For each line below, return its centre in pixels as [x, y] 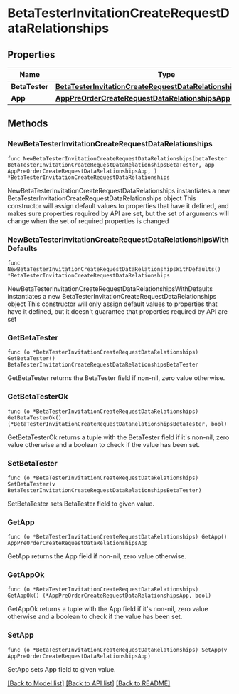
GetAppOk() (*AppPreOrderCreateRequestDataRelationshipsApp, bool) [110, 596]
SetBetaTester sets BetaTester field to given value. [81, 504]
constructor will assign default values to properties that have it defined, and [118, 205]
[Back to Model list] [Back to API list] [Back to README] [89, 683]
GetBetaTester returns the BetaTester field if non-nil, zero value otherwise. [116, 378]
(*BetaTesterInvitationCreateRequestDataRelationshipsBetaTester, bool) [117, 424]
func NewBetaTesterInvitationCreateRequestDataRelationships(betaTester [117, 158]
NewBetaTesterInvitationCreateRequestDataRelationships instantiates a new [118, 190]
